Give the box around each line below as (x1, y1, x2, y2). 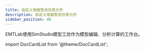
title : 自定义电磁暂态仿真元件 (5, 7, 63, 13)
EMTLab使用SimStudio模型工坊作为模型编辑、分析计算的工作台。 (5, 31, 143, 37)
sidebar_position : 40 (5, 17, 52, 22)
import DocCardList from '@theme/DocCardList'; (5, 41, 108, 47)
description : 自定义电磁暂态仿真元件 (5, 12, 77, 17)
